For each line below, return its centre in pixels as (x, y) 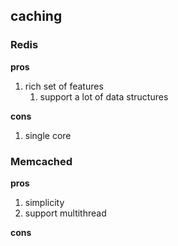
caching (36, 16)
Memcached (41, 161)
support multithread (65, 213)
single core (48, 135)
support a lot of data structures (104, 96)
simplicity (44, 202)
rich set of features (64, 86)
